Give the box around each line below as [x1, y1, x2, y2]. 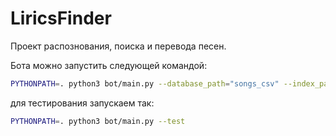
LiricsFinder [10, 7, 112, 30]
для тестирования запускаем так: [10, 97, 155, 109]
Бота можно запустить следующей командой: [10, 59, 208, 71]
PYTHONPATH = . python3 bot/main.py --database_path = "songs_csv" [10, 78, 280, 89]
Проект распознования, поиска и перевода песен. [10, 40, 227, 52]
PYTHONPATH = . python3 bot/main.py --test [10, 116, 186, 126]
